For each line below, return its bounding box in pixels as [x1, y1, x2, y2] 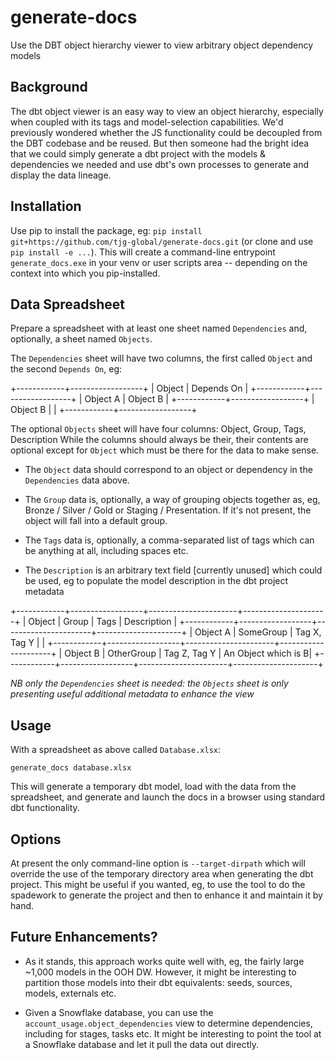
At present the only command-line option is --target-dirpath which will [10, 857, 306, 869]
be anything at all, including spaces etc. [24, 545, 189, 557]
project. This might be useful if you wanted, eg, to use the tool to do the [10, 879, 306, 890]
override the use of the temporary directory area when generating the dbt [10, 868, 314, 880]
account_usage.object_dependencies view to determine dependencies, [24, 1017, 313, 1029]
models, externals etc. [24, 987, 117, 999]
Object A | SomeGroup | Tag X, [194, 626, 322, 638]
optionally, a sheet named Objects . [10, 333, 153, 345]
